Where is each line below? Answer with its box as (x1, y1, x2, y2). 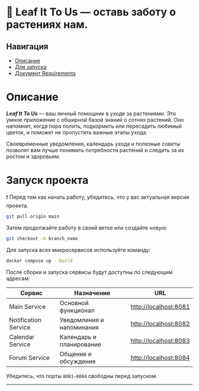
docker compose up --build (6, 257, 73, 264)
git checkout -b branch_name (6, 235, 78, 241)
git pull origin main (6, 213, 60, 219)
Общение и (59, 350, 92, 358)
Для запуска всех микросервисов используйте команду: (6, 246, 151, 253)
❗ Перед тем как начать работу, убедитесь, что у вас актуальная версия (6, 193, 190, 201)
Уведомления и (59, 316, 104, 324)
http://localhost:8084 (130, 353, 190, 361)
